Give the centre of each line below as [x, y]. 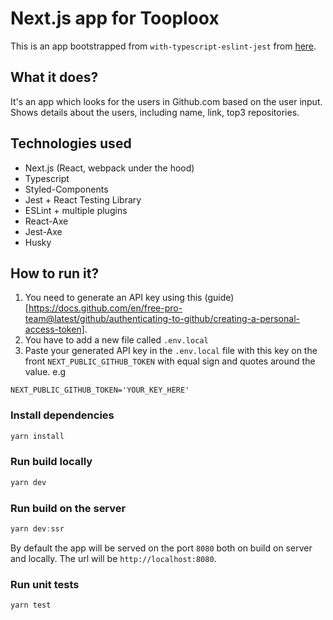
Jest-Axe [43, 231]
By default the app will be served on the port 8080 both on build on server [161, 548]
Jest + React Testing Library [83, 199]
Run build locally [51, 462]
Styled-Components [66, 189]
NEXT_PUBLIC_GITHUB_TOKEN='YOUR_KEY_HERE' [100, 390]
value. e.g [45, 372]
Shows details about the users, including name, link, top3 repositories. [155, 112]
